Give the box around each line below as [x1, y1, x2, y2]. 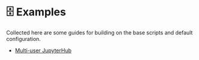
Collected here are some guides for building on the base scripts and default [6, 29, 193, 36]
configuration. [6, 35, 41, 42]
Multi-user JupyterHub [14, 46, 72, 54]
